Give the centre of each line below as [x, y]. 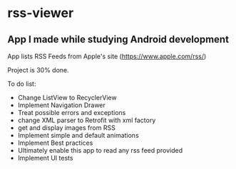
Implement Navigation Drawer [61, 105]
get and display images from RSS [66, 128]
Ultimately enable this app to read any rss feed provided [100, 150]
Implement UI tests [45, 158]
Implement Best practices [55, 143]
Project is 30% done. [38, 70]
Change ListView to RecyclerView [67, 98]
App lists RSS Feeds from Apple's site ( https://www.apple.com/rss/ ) [107, 56]
